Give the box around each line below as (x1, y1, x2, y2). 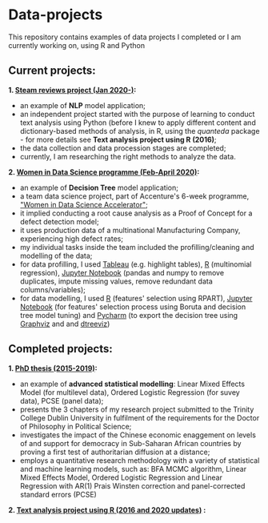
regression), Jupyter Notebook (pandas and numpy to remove (19, 268, 225, 277)
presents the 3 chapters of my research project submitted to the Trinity (19, 404, 254, 414)
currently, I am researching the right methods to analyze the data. (19, 151, 236, 161)
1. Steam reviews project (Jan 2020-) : (8, 85, 137, 95)
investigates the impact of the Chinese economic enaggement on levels (19, 430, 256, 440)
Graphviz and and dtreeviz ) (19, 319, 110, 328)
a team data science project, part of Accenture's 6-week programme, (19, 191, 250, 201)
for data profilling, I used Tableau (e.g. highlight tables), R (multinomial (19, 259, 252, 269)
